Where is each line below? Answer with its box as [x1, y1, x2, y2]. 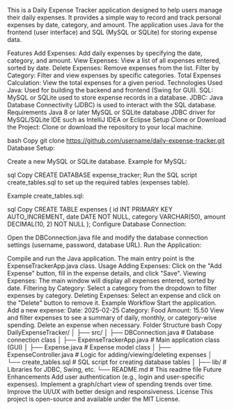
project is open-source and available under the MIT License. [7, 395, 180, 403]
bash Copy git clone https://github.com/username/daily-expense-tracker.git [7, 136, 225, 145]
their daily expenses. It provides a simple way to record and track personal [7, 13, 221, 22]
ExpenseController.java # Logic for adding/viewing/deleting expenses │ [7, 351, 212, 358]
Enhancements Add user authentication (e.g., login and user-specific [7, 372, 205, 381]
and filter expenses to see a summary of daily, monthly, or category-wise [7, 313, 217, 322]
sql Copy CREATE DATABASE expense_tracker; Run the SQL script [7, 171, 197, 179]
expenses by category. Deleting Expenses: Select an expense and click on [7, 292, 221, 299]
